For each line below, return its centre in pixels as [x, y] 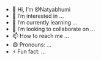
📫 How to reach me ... [40, 36]
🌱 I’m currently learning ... [45, 22]
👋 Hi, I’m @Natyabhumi [41, 9]
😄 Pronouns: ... [32, 45]
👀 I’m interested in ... [38, 16]
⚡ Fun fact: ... [29, 51]
